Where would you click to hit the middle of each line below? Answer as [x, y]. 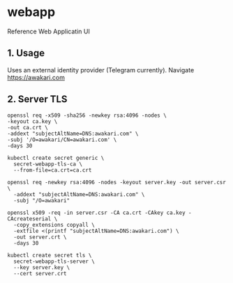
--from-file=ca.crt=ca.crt [53, 170]
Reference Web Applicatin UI [49, 31]
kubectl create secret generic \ [56, 158]
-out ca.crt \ [28, 127]
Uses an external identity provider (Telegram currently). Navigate [101, 70]
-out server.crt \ [40, 237]
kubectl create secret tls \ [50, 255]
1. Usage [26, 53]
